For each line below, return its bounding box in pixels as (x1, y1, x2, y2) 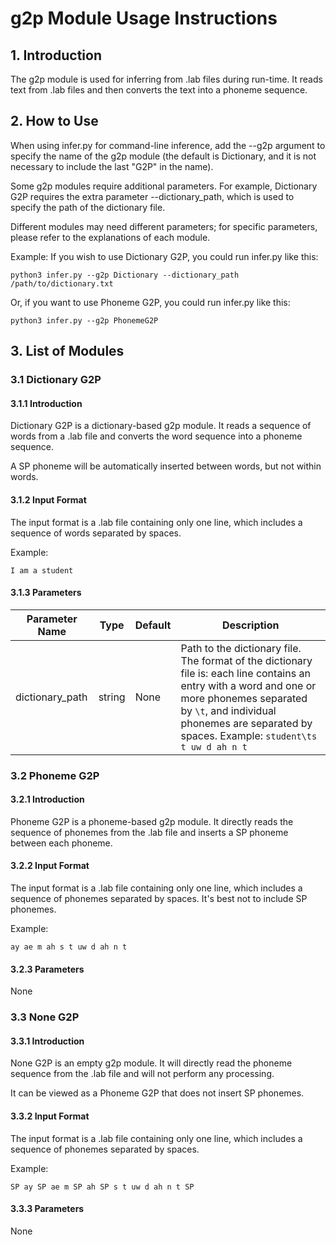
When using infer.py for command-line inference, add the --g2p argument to (10, 139, 326, 151)
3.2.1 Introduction (10, 793, 85, 806)
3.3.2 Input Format (10, 1110, 90, 1122)
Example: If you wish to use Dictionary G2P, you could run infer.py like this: (10, 250, 319, 262)
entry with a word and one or (180, 678, 317, 692)
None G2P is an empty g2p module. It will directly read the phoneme (10, 1057, 293, 1069)
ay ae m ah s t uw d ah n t (10, 942, 128, 952)
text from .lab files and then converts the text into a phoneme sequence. (10, 84, 308, 96)
